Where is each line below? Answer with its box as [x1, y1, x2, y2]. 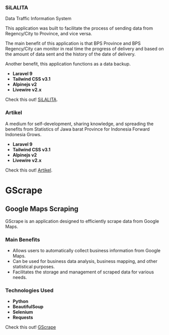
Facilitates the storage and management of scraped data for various [12, 269, 154, 275]
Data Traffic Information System [5, 16, 72, 22]
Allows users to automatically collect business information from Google [12, 247, 160, 253]
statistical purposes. [12, 263, 55, 269]
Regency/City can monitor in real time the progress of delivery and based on [5, 46, 164, 52]
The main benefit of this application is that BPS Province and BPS [5, 40, 141, 46]
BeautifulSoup [12, 304, 44, 310]
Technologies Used [5, 287, 54, 294]
